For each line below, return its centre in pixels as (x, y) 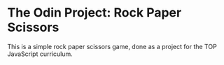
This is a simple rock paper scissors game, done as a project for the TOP (112, 46)
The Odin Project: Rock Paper (94, 13)
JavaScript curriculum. (40, 54)
